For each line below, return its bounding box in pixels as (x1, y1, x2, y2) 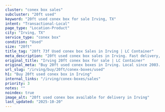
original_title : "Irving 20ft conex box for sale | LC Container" (5, 58, 145, 63)
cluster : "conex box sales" (5, 7, 63, 12)
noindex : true (5, 90, 35, 95)
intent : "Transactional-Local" (5, 21, 70, 26)
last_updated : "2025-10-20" (5, 100, 63, 105)
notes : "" (5, 85, 26, 91)
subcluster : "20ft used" (5, 12, 56, 17)
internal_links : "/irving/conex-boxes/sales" (5, 76, 101, 81)
